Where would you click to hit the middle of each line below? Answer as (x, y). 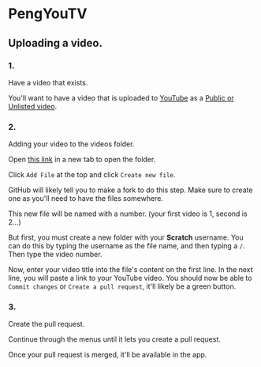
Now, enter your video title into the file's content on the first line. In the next (131, 270)
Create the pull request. (47, 324)
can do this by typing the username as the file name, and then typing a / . (127, 246)
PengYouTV (48, 14)
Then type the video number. (55, 255)
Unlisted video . (33, 106)
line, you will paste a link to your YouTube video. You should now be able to (130, 278)
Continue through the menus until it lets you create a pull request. (114, 339)
